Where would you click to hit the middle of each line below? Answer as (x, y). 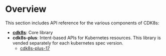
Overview (26, 9)
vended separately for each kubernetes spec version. (68, 43)
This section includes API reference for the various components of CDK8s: (82, 23)
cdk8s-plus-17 (35, 48)
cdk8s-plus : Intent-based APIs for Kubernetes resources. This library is (87, 38)
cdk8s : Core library (33, 32)
